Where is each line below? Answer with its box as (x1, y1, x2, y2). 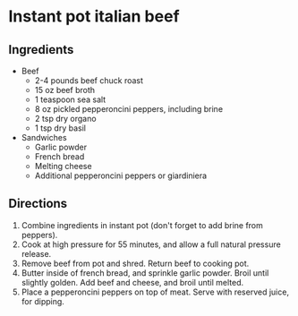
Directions (8, 196, 68, 211)
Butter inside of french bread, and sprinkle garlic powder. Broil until (21, 267, 269, 278)
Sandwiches (21, 132, 68, 142)
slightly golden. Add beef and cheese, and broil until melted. (21, 277, 243, 287)
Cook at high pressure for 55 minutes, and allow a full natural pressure (21, 239, 281, 250)
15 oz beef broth (34, 85, 96, 95)
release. (21, 248, 52, 259)
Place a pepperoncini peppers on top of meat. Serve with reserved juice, (21, 286, 290, 297)
